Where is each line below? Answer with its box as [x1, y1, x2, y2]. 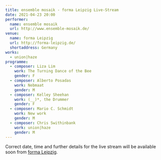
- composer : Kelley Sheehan [10, 92, 69, 97]
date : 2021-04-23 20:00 [5, 12, 56, 17]
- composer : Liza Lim [10, 64, 56, 69]
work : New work [14, 111, 47, 116]
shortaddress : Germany [10, 45, 58, 50]
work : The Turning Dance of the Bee [14, 69, 92, 74]
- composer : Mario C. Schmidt [10, 106, 73, 111]
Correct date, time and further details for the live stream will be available [5, 144, 156, 150]
